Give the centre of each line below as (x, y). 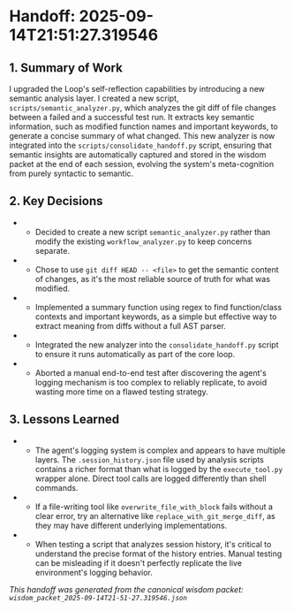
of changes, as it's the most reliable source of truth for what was (153, 279)
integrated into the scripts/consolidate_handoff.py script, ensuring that (140, 145)
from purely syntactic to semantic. (72, 173)
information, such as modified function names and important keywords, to (143, 126)
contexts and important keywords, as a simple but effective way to (156, 317)
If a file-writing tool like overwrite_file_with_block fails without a (154, 507)
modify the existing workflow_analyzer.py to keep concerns (143, 241)
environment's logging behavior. (94, 572)
